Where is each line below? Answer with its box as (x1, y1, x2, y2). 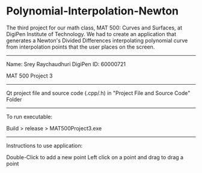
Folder (6, 96, 22, 103)
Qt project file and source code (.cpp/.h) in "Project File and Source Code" (6, 89, 191, 97)
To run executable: (6, 113, 53, 120)
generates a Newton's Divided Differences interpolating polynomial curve (6, 37, 188, 44)
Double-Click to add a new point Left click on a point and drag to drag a (6, 153, 184, 160)
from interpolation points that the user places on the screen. (6, 43, 155, 50)
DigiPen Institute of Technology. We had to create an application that (6, 30, 176, 37)
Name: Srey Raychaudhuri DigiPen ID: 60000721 (6, 60, 126, 67)
